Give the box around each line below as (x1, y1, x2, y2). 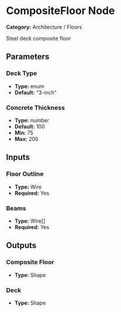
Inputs (6, 152, 30, 162)
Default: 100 (14, 123, 45, 130)
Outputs (6, 241, 37, 251)
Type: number (14, 116, 50, 124)
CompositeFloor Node (6, 4, 115, 18)
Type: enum (14, 83, 44, 90)
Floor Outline (6, 170, 44, 178)
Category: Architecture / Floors (6, 23, 82, 30)
